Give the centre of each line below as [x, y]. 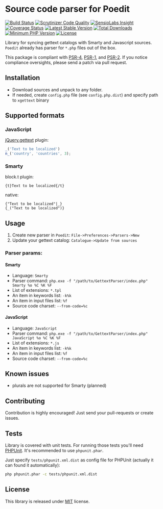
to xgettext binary [31, 100]
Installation [23, 78]
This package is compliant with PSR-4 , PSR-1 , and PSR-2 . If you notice [76, 57]
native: [12, 195]
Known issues [27, 374]
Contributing [25, 401]
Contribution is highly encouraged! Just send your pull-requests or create [79, 413]
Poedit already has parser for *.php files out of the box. [61, 48]
